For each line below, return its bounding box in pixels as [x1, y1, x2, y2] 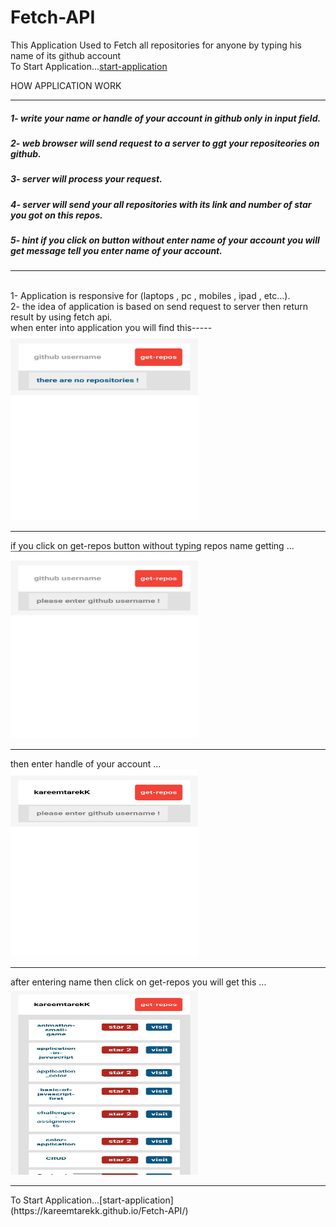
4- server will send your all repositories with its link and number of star [10, 198, 312, 210]
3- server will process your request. [10, 173, 163, 185]
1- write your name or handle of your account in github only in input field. [10, 112, 322, 124]
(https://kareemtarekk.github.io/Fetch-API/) [10, 1205, 189, 1217]
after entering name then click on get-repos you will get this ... [10, 976, 267, 988]
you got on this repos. [10, 209, 103, 221]
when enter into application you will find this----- [10, 322, 213, 334]
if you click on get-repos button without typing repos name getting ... [10, 540, 295, 552]
